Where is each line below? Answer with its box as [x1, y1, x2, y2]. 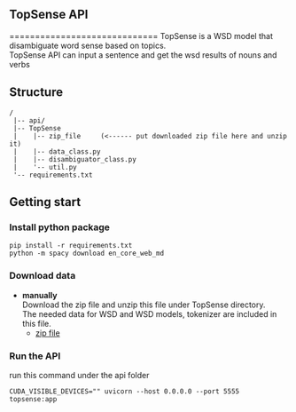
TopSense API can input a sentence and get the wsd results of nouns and [9, 49, 277, 60]
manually [21, 289, 58, 300]
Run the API [9, 350, 61, 362]
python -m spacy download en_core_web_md [9, 249, 165, 258]
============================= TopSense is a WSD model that [9, 30, 273, 41]
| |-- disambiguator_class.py [12, 154, 137, 163]
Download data [9, 270, 76, 282]
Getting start [9, 194, 82, 210]
